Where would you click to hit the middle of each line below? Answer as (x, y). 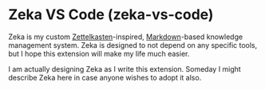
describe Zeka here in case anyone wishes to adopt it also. (105, 77)
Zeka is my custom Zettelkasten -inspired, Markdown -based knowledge (126, 37)
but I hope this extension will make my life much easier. (99, 53)
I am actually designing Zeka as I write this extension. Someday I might (125, 68)
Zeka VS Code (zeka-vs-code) (111, 15)
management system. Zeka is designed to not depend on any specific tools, (133, 45)
